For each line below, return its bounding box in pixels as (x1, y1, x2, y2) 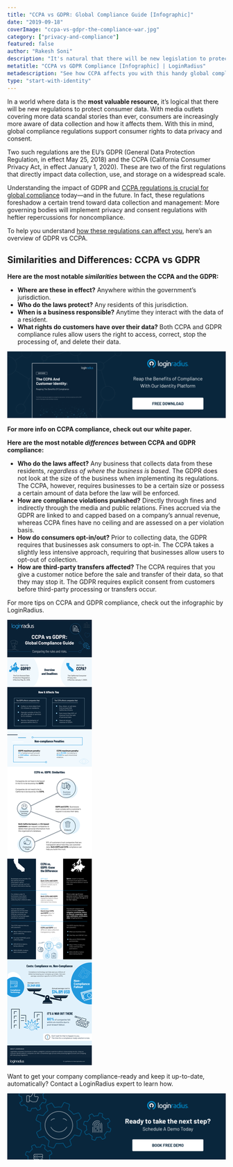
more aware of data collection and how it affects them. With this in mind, (7, 119, 214, 128)
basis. (17, 525, 35, 534)
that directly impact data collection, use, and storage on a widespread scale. (7, 170, 225, 178)
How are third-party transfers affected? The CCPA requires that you (17, 562, 216, 571)
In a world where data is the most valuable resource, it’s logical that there (7, 97, 219, 106)
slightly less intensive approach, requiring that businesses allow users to (17, 548, 225, 556)
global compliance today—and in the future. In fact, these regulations (7, 191, 205, 199)
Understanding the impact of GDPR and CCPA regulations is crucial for (7, 183, 209, 191)
